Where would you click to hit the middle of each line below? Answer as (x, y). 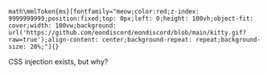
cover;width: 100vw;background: (62, 26)
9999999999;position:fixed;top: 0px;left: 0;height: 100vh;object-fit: (131, 18)
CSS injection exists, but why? (58, 62)
